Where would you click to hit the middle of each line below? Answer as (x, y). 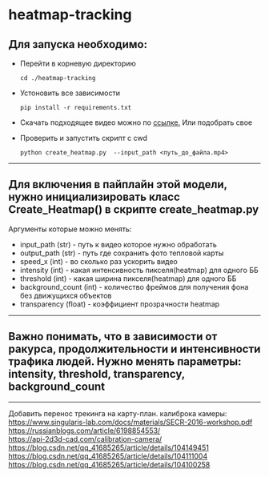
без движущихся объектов (66, 295)
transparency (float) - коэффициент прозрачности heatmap (120, 304)
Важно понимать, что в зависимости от (113, 337)
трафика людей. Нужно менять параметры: (125, 362)
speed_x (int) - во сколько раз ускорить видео (98, 261)
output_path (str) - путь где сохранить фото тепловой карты (122, 253)
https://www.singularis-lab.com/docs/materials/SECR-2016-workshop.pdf (130, 422)
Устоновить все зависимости (70, 93)
